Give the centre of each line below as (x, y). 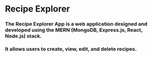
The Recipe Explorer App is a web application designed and (76, 24)
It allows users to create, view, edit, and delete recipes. (71, 49)
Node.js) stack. (23, 36)
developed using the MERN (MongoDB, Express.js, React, (74, 30)
